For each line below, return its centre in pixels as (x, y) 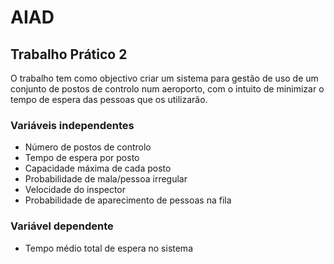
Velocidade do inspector (75, 190)
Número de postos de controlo (88, 147)
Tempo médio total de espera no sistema (108, 248)
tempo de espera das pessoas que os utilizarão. (109, 99)
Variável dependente (62, 226)
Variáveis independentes (72, 125)
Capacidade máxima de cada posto (98, 168)
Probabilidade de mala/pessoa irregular (106, 179)
